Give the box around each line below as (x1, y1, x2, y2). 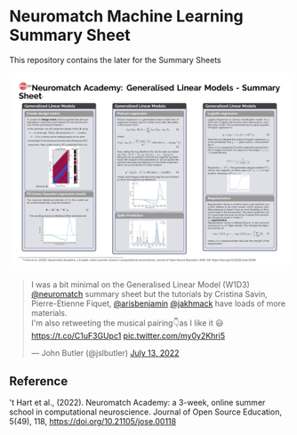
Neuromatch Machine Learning (9, 6, 245, 27)
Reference (9, 374, 68, 389)
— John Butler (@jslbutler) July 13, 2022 (30, 348, 180, 358)
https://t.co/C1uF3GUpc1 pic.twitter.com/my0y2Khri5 (30, 331, 225, 342)
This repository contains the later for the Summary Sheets (9, 54, 221, 65)
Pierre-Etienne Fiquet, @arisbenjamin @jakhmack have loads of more (30, 298, 286, 309)
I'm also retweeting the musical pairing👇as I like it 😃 (30, 318, 224, 328)
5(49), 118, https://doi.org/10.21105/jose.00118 (9, 416, 176, 427)
